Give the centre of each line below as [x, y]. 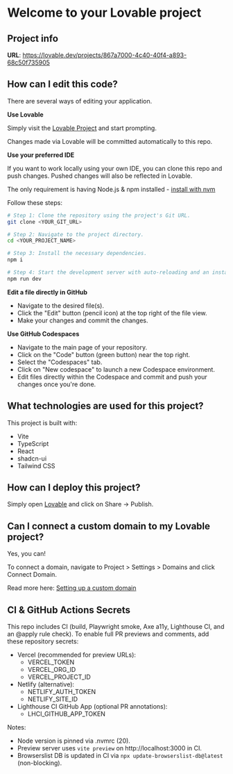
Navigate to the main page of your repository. [82, 347]
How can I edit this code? [62, 84]
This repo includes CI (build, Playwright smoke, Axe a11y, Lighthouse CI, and [116, 627]
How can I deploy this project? [74, 488]
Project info [33, 39]
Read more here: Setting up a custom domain [72, 588]
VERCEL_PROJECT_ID [59, 677]
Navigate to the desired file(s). [60, 305]
